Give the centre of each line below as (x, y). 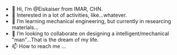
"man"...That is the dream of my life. (55, 40)
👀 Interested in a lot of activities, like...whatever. (69, 15)
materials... (25, 27)
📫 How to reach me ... (39, 46)
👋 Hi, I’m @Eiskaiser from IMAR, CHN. (57, 9)
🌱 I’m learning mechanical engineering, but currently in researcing (91, 21)
